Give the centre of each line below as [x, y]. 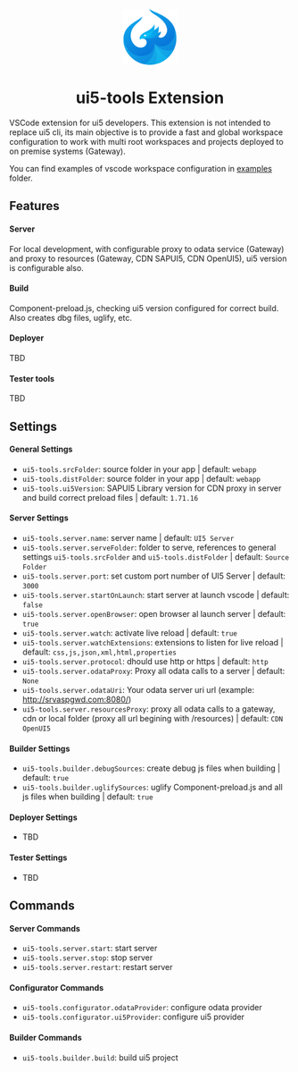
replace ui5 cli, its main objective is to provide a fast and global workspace [146, 132]
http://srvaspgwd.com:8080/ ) [77, 699]
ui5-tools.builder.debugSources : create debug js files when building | [151, 768]
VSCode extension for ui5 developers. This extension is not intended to [140, 122]
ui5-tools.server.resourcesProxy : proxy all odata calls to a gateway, [149, 709]
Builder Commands [46, 1037]
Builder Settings [40, 748]
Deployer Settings [43, 817]
